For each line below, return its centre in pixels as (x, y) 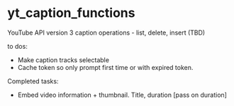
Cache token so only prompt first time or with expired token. (105, 67)
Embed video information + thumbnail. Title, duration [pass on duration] (122, 95)
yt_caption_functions (71, 13)
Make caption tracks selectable (63, 60)
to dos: (18, 46)
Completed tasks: (33, 81)
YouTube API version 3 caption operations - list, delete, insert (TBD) (106, 33)
